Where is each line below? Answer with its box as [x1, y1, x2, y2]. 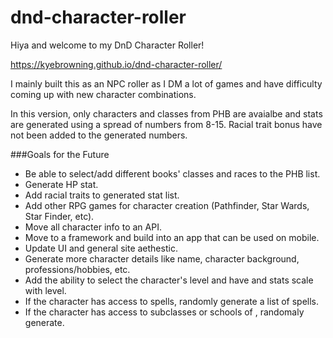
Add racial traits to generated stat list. [24, 189, 180, 201]
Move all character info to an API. [24, 221, 162, 233]
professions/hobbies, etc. [24, 263, 131, 275]
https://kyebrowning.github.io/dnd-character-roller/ [10, 58, 223, 70]
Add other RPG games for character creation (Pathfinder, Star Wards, [24, 199, 310, 211]
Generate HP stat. [24, 178, 99, 190]
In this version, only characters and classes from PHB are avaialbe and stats [10, 107, 323, 120]
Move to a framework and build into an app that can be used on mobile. [24, 231, 320, 243]
